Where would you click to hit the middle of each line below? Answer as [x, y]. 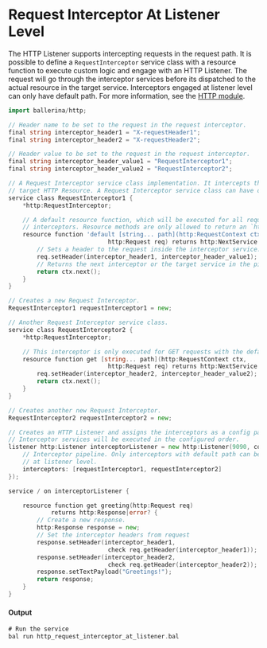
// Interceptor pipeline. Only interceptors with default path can [136, 455]
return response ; [65, 580]
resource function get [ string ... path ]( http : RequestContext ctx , [135, 359]
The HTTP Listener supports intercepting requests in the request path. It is [130, 53]
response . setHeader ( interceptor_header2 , [106, 557]
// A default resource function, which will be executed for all [133, 220]
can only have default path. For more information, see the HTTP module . [127, 96]
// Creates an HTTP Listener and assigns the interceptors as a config [129, 432]
